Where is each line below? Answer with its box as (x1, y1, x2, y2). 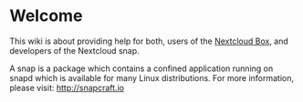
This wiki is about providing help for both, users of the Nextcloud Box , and (9, 36, 289, 46)
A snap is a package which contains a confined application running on (9, 63, 274, 74)
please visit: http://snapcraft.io (9, 82, 125, 93)
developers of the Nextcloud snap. (9, 45, 140, 56)
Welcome (9, 5, 83, 26)
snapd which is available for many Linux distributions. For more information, (9, 72, 295, 83)
